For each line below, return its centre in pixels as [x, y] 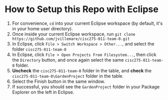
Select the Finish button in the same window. [59, 81]
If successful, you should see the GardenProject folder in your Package [86, 86]
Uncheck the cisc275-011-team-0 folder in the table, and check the [82, 70]
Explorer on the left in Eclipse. [43, 92]
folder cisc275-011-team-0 [39, 49]
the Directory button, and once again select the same [68, 60]
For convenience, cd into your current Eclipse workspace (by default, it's [87, 23]
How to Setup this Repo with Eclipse [82, 9]
